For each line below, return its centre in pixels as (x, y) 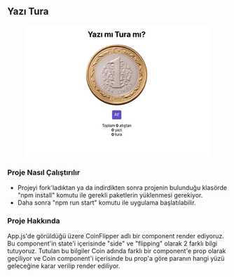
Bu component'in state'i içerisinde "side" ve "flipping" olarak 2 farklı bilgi (112, 244)
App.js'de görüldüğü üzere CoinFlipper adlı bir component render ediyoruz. (116, 236)
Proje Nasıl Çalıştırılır (44, 172)
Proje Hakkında (34, 221)
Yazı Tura (28, 12)
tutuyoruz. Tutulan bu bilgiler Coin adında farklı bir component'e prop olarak (117, 251)
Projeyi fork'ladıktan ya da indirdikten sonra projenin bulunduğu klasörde (122, 188)
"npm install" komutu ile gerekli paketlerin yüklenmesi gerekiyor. (110, 195)
